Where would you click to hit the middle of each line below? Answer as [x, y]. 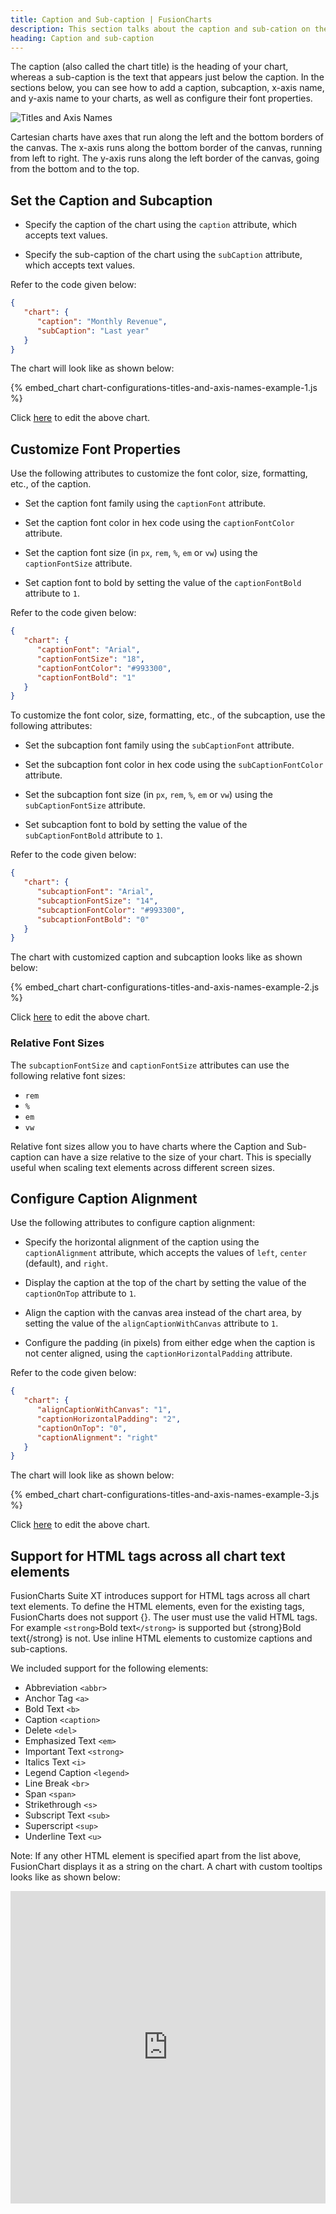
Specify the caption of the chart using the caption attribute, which [161, 225]
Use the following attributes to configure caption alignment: [133, 1223]
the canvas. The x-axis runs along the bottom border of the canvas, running [166, 148]
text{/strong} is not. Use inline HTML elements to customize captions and [161, 1638]
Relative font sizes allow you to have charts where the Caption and [147, 1146]
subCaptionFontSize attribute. [85, 805]
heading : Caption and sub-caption [82, 38]
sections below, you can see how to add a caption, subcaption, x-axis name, [167, 88]
